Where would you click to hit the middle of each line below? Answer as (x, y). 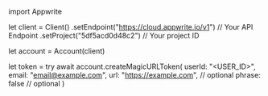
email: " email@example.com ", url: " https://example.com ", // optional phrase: (135, 75)
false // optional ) (37, 84)
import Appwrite (35, 12)
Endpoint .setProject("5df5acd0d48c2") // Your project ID (104, 36)
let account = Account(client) (57, 51)
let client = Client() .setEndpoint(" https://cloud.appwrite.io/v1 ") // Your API (131, 27)
